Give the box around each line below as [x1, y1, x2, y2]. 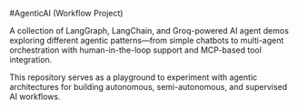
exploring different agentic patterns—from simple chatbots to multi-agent [9, 35, 284, 45]
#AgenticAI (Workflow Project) [9, 8, 124, 18]
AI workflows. [9, 91, 61, 102]
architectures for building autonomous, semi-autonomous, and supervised [9, 82, 288, 92]
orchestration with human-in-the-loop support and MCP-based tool [9, 45, 262, 55]
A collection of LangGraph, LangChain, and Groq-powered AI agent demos [9, 25, 289, 35]
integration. [9, 54, 53, 64]
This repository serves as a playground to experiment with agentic [9, 72, 258, 83]
